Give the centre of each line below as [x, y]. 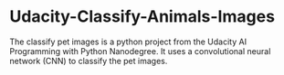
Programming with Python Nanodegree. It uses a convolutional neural [140, 51]
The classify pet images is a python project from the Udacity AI [128, 42]
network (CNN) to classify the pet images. [89, 61]
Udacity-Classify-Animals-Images [142, 17]
